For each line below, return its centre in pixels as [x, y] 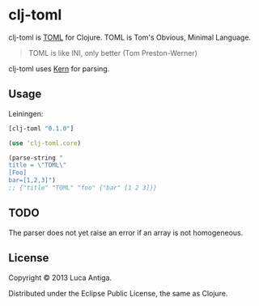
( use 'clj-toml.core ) [45, 143]
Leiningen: [26, 113]
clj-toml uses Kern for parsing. [59, 68]
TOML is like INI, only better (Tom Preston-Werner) [113, 53]
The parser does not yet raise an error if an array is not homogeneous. [126, 232]
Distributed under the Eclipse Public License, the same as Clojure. [118, 293]
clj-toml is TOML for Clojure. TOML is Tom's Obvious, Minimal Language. [130, 37]
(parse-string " [36, 158]
